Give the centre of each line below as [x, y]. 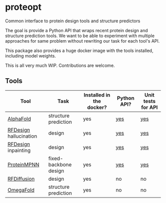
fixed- [56, 158]
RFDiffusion [21, 179]
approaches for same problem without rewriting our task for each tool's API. [83, 41]
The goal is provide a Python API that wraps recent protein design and [77, 30]
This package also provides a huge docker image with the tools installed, [79, 51]
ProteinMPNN [23, 164]
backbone [60, 164]
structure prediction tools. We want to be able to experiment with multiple [80, 36]
